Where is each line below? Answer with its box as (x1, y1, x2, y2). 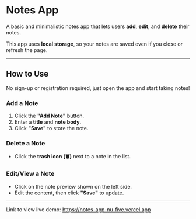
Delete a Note (6, 139, 45, 147)
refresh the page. (6, 46, 48, 53)
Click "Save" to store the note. (14, 125, 89, 132)
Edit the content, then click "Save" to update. (14, 189, 124, 196)
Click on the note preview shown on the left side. (14, 183, 132, 190)
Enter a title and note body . (14, 119, 82, 126)
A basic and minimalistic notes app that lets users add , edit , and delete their (6, 23, 190, 30)
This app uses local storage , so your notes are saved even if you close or (6, 40, 183, 47)
